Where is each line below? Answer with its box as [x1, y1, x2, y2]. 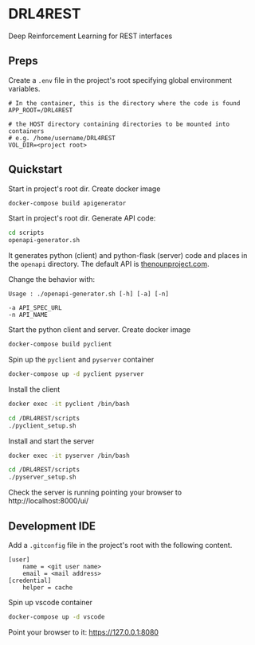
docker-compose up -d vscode [8, 613, 105, 621]
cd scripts [8, 229, 45, 237]
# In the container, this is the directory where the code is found [8, 99, 241, 107]
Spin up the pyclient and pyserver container [8, 355, 155, 365]
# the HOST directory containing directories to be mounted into [8, 120, 229, 128]
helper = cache [22, 584, 73, 592]
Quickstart [8, 162, 63, 176]
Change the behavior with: [8, 275, 96, 284]
